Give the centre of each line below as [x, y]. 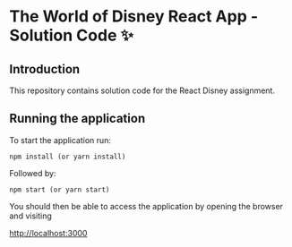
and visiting [30, 216]
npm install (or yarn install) [68, 157]
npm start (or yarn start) [60, 190]
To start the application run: [60, 140]
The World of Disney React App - [134, 17]
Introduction [45, 69]
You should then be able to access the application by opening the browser [146, 206]
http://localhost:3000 [48, 233]
